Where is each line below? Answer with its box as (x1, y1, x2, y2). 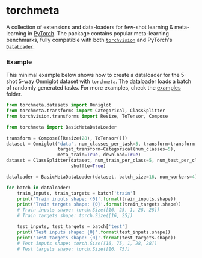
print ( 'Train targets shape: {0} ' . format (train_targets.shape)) (17, 201, 182, 207)
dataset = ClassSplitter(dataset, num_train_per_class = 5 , (6, 158, 155, 164)
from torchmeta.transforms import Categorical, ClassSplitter (6, 108, 165, 114)
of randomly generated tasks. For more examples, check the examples (6, 84, 182, 91)
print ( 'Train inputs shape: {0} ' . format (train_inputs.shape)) (17, 196, 176, 202)
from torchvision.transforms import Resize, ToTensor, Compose (6, 113, 168, 119)
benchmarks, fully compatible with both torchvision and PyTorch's (6, 36, 173, 43)
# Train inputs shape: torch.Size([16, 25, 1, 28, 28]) (17, 207, 161, 213)
